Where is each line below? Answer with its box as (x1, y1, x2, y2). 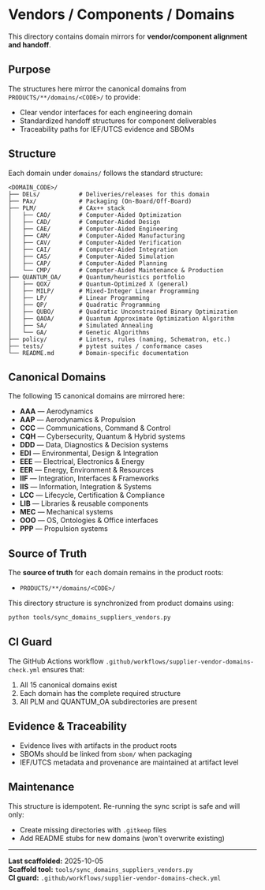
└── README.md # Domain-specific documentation (8, 349, 189, 357)
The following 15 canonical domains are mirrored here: (8, 391, 185, 401)
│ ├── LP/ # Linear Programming (8, 294, 150, 301)
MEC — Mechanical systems (19, 507, 114, 517)
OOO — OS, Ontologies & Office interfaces (19, 515, 159, 525)
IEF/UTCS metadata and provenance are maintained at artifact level (19, 757, 239, 767)
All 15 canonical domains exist (19, 680, 118, 690)
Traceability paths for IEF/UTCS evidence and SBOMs (19, 124, 195, 133)
